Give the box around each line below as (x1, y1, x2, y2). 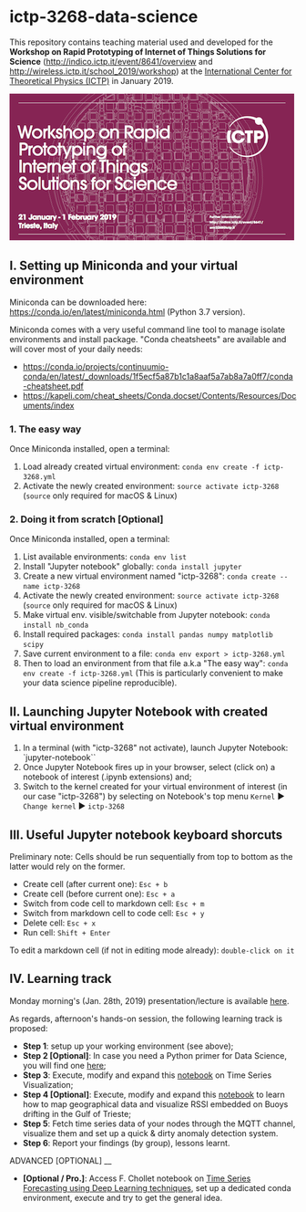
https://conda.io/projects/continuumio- (22, 360, 169, 371)
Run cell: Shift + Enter (22, 926, 111, 937)
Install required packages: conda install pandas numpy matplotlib (22, 629, 273, 640)
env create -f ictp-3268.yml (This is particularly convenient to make (22, 668, 284, 679)
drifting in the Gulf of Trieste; (22, 1108, 132, 1119)
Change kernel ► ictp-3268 (22, 800, 126, 811)
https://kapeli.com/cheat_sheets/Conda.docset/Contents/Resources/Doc (22, 390, 297, 401)
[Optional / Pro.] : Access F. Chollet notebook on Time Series (22, 1173, 251, 1184)
